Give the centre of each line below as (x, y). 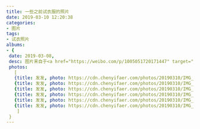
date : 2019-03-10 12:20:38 (40, 17)
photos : (18, 67)
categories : (21, 23)
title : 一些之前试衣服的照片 (38, 12)
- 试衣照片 (18, 39)
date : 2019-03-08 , (32, 56)
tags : (13, 34)
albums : (16, 45)
